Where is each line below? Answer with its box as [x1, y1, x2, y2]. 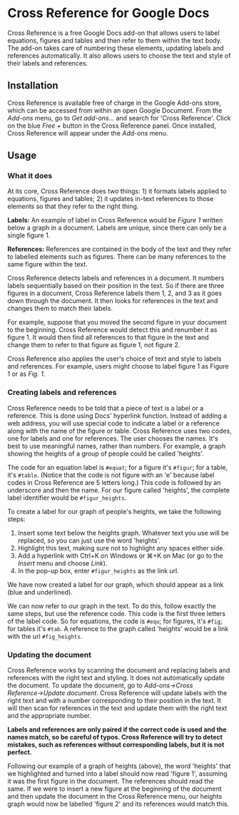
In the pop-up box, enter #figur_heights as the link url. [17, 566, 180, 575]
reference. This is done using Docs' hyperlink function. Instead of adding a [7, 411, 227, 420]
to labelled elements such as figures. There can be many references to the [7, 252, 226, 261]
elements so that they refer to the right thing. [7, 202, 139, 211]
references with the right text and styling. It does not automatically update [7, 674, 225, 682]
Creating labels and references [7, 387, 117, 397]
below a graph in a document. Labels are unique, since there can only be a [7, 223, 227, 232]
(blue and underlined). [7, 588, 73, 596]
